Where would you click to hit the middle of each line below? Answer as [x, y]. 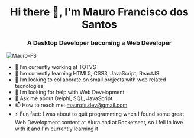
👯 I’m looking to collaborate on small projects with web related [90, 80]
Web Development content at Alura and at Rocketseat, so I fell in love [99, 123]
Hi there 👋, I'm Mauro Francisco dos [99, 12]
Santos [99, 24]
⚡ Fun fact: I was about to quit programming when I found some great [99, 114]
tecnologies [29, 86]
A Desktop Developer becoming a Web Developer [99, 43]
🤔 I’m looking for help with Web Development [69, 92]
